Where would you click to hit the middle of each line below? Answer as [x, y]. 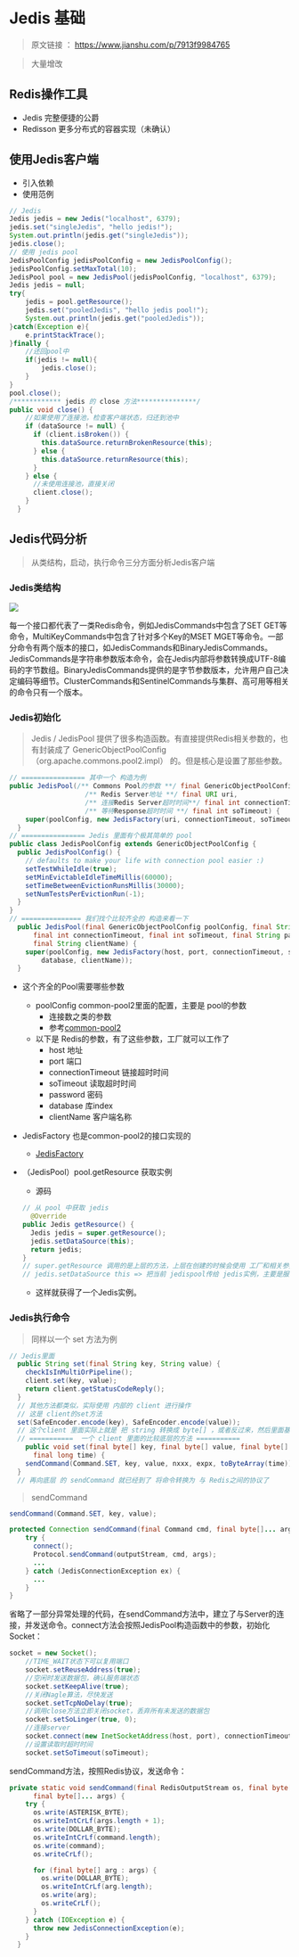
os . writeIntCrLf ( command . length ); [97, 1838]
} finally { [29, 343]
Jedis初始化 [35, 717]
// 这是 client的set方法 [60, 1414]
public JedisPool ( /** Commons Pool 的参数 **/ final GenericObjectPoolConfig [153, 786]
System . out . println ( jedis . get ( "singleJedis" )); [99, 236]
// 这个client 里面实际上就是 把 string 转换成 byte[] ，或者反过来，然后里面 [150, 1431]
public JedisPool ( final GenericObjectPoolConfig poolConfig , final [145, 927]
